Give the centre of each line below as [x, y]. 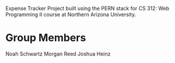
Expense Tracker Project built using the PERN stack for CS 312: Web [87, 8]
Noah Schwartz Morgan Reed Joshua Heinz [58, 54]
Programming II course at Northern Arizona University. [71, 14]
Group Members [46, 38]
